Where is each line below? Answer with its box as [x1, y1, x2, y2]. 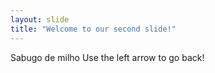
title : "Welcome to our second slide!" [10, 24, 177, 34]
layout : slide [10, 14, 70, 25]
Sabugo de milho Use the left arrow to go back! [10, 51, 205, 63]
